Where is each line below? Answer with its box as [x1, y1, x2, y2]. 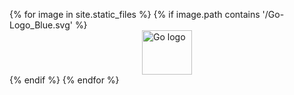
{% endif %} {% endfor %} [9, 74, 120, 86]
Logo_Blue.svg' [9, 19, 73, 31]
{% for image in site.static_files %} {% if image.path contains [9, 9, 261, 20]
